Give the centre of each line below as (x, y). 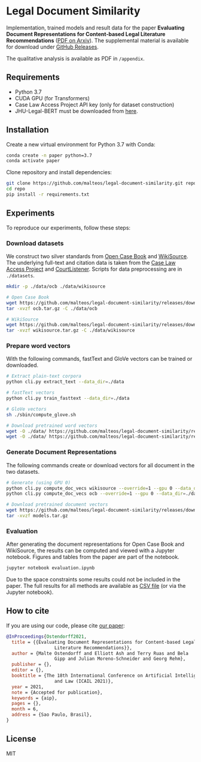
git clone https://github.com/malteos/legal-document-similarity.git (95, 183)
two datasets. (23, 471)
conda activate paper (33, 161)
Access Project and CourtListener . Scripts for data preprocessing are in (94, 269)
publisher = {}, (32, 665)
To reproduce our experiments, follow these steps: (68, 228)
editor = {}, (28, 670)
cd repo (16, 189)
